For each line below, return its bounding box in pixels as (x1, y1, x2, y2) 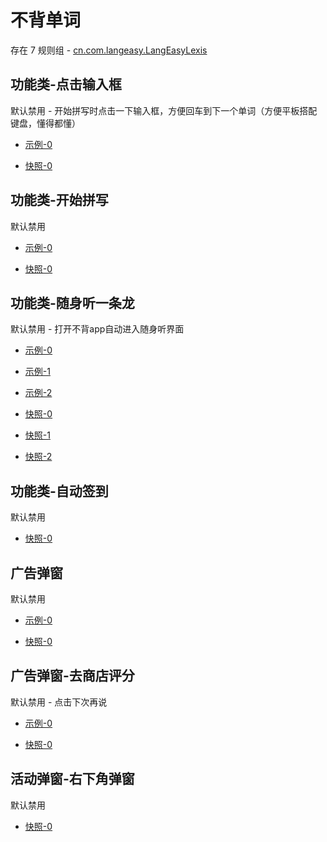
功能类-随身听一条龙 (10, 294, 135, 311)
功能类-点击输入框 (10, 76, 122, 93)
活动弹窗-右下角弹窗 (10, 771, 135, 788)
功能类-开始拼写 (10, 192, 109, 209)
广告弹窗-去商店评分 (10, 667, 135, 685)
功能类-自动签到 (10, 482, 109, 500)
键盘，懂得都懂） (10, 117, 81, 129)
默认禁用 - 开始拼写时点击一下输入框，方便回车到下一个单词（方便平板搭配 (10, 104, 318, 116)
